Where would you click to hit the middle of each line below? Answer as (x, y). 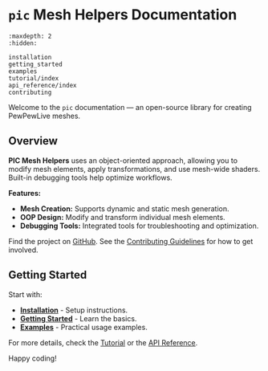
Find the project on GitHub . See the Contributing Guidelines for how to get (131, 241)
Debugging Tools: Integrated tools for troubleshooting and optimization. (139, 226)
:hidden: (23, 43)
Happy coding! (33, 358)
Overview (33, 141)
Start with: (25, 294)
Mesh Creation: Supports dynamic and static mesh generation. (124, 208)
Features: (25, 193)
